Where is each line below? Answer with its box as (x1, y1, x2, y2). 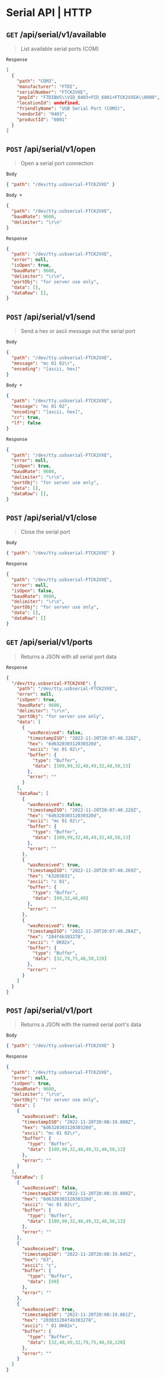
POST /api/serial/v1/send (6, 312, 96, 322)
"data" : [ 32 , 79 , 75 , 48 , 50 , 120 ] (32, 956, 108, 962)
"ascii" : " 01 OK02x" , (21, 1323, 78, 1329)
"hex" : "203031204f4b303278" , (21, 1318, 96, 1323)
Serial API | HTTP (6, 6, 92, 20)
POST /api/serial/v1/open (6, 144, 96, 154)
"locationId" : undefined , (17, 100, 81, 106)
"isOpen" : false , (11, 587, 54, 594)
